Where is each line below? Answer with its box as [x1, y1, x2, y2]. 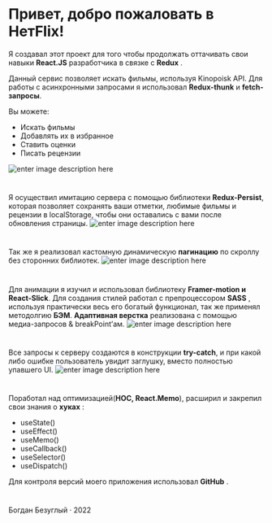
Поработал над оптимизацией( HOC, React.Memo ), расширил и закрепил [8, 393, 262, 403]
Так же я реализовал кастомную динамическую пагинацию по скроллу [8, 247, 260, 257]
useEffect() [19, 426, 58, 436]
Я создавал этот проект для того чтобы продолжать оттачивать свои [8, 49, 249, 59]
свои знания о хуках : [8, 402, 85, 412]
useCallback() [19, 443, 67, 453]
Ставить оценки [19, 139, 76, 149]
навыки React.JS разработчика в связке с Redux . [8, 58, 183, 68]
